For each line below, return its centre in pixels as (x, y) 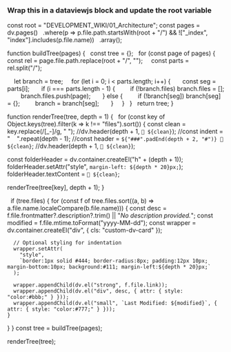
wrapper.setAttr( (38, 249)
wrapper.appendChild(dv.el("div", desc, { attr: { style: (99, 291)
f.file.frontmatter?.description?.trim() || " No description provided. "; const (110, 215)
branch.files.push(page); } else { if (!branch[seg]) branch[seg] (121, 96)
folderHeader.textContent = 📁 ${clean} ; (63, 174)
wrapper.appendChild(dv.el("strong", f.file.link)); (91, 285)
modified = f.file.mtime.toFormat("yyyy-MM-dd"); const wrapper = (102, 223)
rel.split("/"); (25, 68)
